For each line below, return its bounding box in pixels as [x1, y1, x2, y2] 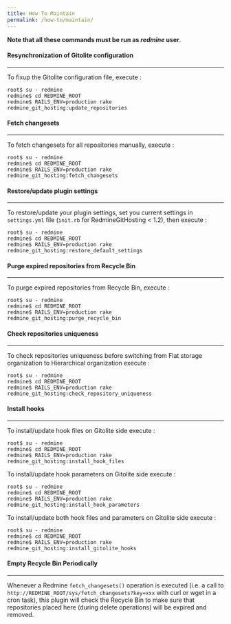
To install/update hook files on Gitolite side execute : [7, 426, 155, 434]
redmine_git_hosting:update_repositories [7, 104, 128, 111]
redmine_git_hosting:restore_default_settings [7, 248, 143, 254]
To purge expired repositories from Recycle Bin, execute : [7, 283, 170, 292]
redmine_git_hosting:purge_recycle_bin [7, 315, 122, 322]
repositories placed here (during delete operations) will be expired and [7, 603, 207, 611]
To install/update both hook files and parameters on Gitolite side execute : [7, 513, 217, 521]
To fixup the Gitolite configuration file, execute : [7, 73, 142, 81]
